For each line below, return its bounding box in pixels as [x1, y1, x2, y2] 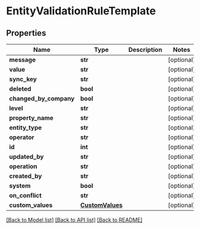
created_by [9, 172, 42, 180]
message [9, 55, 36, 64]
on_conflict [9, 191, 42, 199]
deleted [9, 85, 32, 93]
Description [128, 46, 162, 54]
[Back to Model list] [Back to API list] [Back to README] [6, 216, 143, 223]
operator [9, 133, 35, 141]
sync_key [9, 75, 37, 83]
